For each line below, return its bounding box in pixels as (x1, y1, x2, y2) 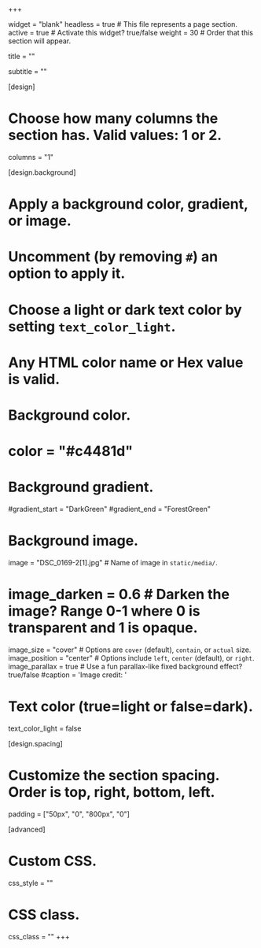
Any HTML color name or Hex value (8, 354, 244, 371)
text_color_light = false (8, 724, 82, 733)
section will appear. (8, 36, 72, 46)
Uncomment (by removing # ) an (8, 248, 219, 266)
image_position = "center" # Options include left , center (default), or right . (8, 653, 255, 662)
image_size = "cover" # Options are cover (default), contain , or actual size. (8, 645, 252, 654)
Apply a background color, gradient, (8, 195, 248, 213)
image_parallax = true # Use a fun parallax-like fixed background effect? (8, 661, 243, 671)
